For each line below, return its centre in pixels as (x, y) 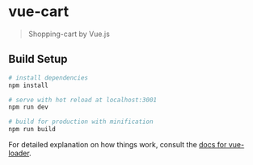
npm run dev (28, 107)
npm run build (32, 130)
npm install (28, 85)
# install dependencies (48, 78)
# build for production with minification (81, 122)
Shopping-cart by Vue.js (69, 34)
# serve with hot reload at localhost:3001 (83, 100)
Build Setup (38, 59)
